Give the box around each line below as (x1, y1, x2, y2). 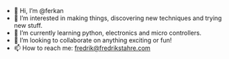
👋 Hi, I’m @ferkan (13, 7, 64, 15)
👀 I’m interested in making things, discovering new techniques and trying (13, 14, 222, 22)
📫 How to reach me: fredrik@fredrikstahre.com (13, 44, 151, 52)
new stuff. (13, 22, 43, 29)
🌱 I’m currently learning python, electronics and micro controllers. (13, 28, 202, 37)
